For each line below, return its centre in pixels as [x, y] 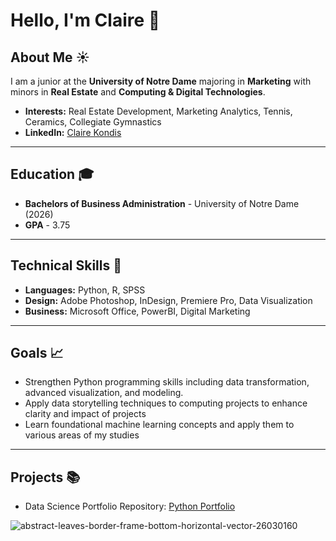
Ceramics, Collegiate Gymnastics [93, 122]
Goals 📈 [37, 353]
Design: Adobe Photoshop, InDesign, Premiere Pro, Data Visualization [168, 300]
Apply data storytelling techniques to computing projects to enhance [166, 403]
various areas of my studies [82, 435]
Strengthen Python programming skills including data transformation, [167, 382]
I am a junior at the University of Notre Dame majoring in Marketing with [161, 81]
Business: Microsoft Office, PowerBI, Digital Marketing [137, 311]
